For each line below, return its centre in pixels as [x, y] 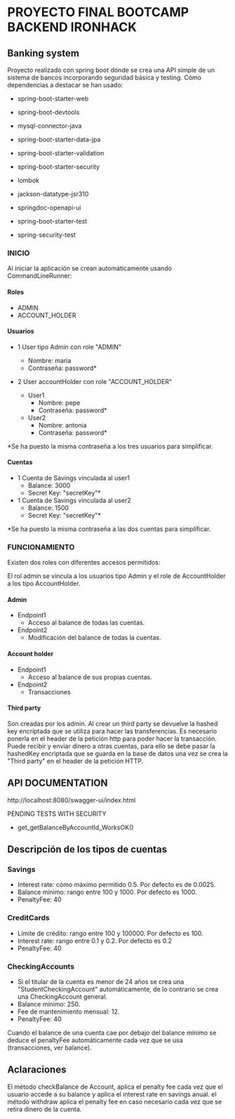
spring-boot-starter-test [52, 221]
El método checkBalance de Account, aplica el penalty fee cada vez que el [115, 1087]
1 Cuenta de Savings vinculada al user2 [74, 500]
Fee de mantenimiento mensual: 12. [68, 1011]
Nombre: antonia [62, 425]
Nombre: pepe [59, 402]
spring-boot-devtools [48, 112]
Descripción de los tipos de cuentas [87, 849]
